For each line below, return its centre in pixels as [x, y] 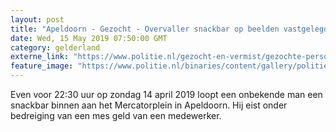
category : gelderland [55, 47]
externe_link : [40, 57]
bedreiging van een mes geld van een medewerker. [116, 115]
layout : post [37, 19]
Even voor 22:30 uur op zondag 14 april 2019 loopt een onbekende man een [166, 94]
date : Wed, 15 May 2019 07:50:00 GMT [89, 38]
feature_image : [42, 66]
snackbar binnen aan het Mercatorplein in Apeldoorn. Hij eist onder [149, 105]
